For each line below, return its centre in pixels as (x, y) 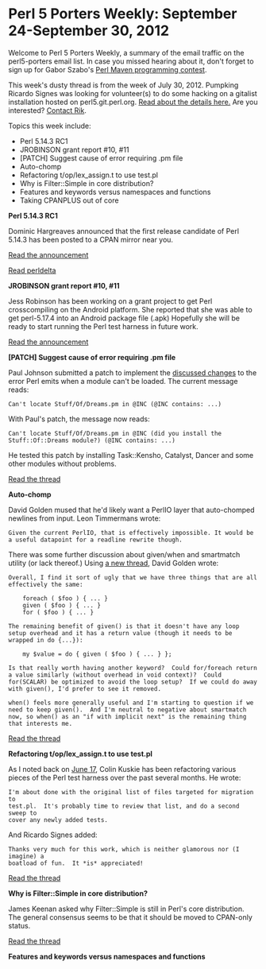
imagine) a (26, 856)
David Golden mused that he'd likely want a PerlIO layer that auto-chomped (131, 510)
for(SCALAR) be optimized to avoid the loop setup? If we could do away (133, 682)
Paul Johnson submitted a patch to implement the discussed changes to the (133, 372)
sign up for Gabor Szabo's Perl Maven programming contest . (108, 69)
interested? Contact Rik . (48, 110)
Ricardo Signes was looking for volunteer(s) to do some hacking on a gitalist (133, 93)
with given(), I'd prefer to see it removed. (85, 688)
